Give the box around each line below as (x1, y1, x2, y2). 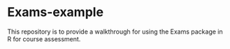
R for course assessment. (7, 34, 81, 43)
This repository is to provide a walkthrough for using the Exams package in (7, 27, 223, 36)
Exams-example (7, 4, 103, 20)
